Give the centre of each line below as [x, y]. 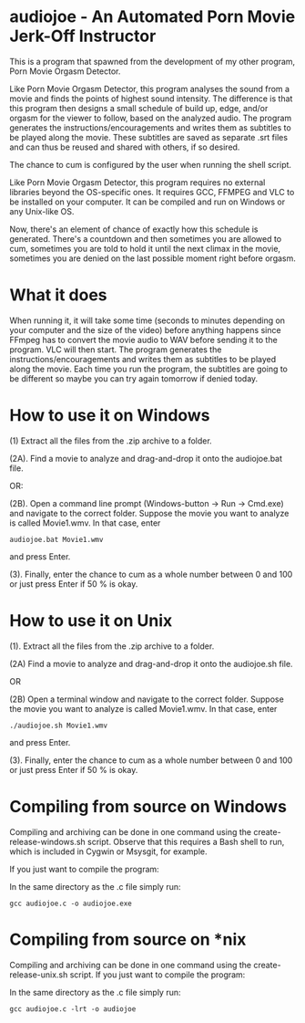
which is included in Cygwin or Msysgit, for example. [108, 851]
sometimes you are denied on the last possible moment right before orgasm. [152, 258]
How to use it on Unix [91, 621]
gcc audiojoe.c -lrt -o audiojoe [73, 1009]
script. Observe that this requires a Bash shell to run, [186, 841]
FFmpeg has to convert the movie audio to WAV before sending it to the [143, 339]
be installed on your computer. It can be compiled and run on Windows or [147, 202]
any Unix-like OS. [42, 211]
